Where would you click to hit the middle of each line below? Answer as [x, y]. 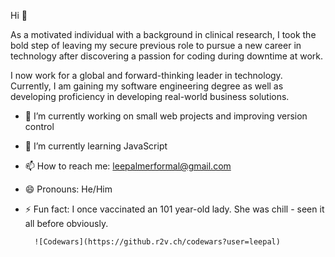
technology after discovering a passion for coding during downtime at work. [166, 56]
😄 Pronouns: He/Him [68, 189]
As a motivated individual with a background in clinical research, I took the [163, 34]
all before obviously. [66, 223]
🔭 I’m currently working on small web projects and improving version [166, 116]
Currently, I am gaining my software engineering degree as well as [147, 86]
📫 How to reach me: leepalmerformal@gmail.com [128, 166]
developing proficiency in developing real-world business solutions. [150, 96]
